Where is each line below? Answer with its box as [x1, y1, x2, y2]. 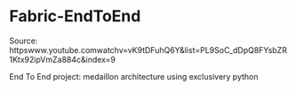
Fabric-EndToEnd [9, 6, 141, 27]
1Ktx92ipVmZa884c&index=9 [9, 54, 116, 64]
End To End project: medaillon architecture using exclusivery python [9, 71, 259, 81]
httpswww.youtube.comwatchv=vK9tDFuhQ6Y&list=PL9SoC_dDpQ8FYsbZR [9, 44, 287, 55]
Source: [9, 35, 38, 46]
